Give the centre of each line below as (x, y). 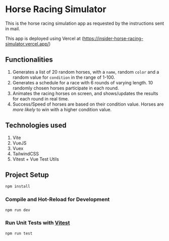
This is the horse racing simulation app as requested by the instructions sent (85, 23)
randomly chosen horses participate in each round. (66, 88)
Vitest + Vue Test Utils (36, 159)
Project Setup (27, 175)
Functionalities (29, 60)
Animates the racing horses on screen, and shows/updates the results (85, 93)
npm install (18, 186)
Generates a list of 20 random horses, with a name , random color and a (86, 72)
